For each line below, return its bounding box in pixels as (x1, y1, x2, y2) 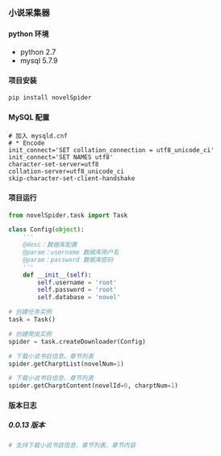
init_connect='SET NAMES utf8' (8, 154, 114, 162)
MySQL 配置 (8, 112, 50, 122)
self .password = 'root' (37, 285, 117, 294)
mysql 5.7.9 (19, 56, 58, 65)
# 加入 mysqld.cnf (8, 132, 68, 141)
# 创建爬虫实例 (8, 330, 52, 338)
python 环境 (8, 28, 49, 38)
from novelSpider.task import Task (8, 211, 128, 219)
